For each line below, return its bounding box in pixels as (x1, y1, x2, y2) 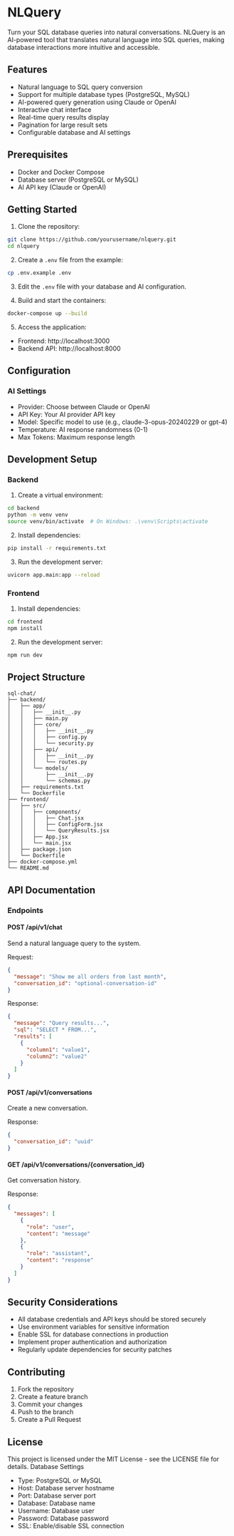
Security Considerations (7, 1297, 119, 1309)
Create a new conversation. (7, 1104, 88, 1113)
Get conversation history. (7, 1176, 82, 1185)
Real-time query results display (17, 113, 110, 121)
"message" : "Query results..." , (14, 1020, 110, 1027)
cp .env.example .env (7, 269, 72, 277)
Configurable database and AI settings (17, 128, 131, 136)
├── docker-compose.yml (7, 858, 78, 866)
